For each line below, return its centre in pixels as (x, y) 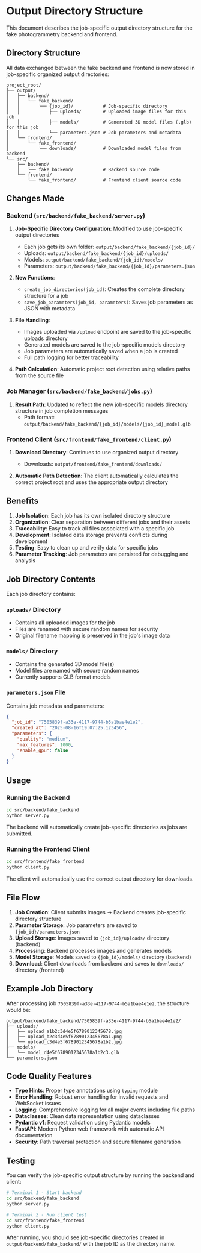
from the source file (39, 375)
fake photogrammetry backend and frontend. (62, 34)
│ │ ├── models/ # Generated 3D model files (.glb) (99, 122)
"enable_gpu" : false (43, 750)
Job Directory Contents (51, 579)
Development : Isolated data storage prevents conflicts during (91, 535)
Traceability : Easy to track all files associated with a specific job (94, 528)
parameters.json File (36, 692)
